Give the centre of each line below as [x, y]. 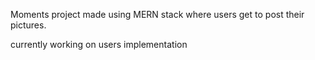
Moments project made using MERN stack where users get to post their [157, 14]
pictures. [28, 25]
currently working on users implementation [99, 44]
